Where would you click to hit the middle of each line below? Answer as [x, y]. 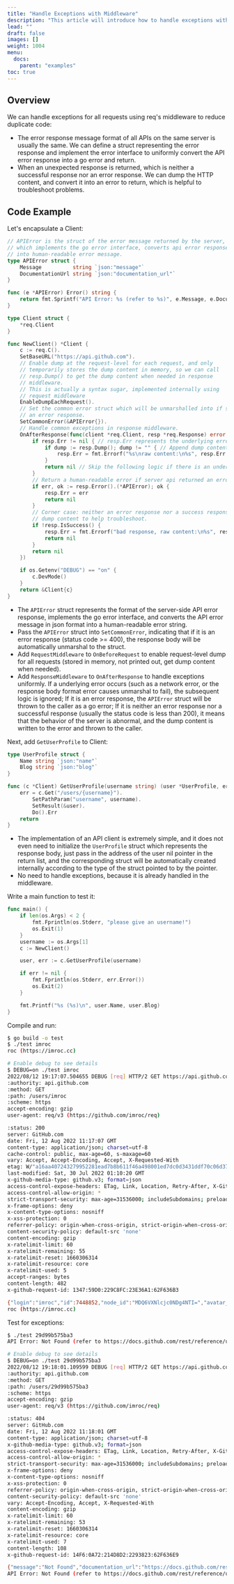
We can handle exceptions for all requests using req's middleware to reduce [116, 117]
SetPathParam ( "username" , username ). [87, 799]
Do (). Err [45, 812]
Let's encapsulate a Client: [45, 229]
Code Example [39, 212]
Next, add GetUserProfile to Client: [57, 741]
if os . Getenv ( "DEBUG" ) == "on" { [68, 570]
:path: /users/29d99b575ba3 [48, 1387]
